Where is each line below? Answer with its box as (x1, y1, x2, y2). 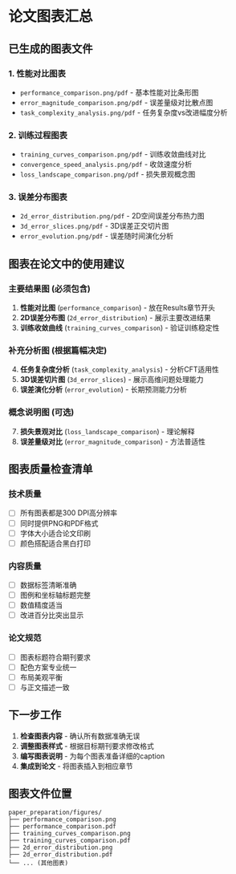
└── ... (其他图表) (8, 860, 69, 868)
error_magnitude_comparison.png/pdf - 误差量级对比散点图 (19, 97, 214, 107)
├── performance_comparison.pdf (8, 823, 116, 831)
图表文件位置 (8, 787, 72, 800)
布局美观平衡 (19, 672, 63, 682)
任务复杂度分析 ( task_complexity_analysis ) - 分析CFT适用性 (19, 364, 219, 374)
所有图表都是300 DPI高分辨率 (19, 508, 118, 518)
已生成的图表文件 (8, 42, 93, 55)
